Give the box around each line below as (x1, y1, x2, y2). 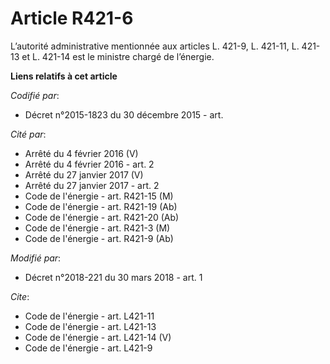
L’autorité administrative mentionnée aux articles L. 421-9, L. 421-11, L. (10, 40, 300, 52)
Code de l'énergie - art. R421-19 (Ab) (24, 200, 178, 212)
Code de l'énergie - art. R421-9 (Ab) (24, 232, 174, 244)
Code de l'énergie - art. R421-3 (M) (24, 222, 171, 234)
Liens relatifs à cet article (10, 70, 118, 82)
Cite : (10, 290, 30, 302)
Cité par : (10, 128, 47, 140)
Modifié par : (10, 252, 62, 264)
